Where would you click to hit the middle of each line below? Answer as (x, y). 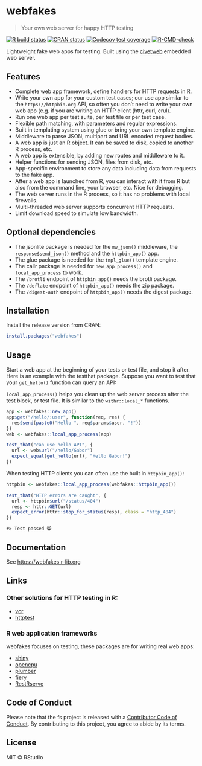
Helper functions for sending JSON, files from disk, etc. (84, 162)
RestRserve (29, 683)
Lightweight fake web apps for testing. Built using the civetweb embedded (99, 51)
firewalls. (26, 200)
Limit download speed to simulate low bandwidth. (77, 213)
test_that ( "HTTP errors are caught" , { (56, 495)
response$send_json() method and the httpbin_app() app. (87, 253)
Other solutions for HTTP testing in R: (62, 598)
